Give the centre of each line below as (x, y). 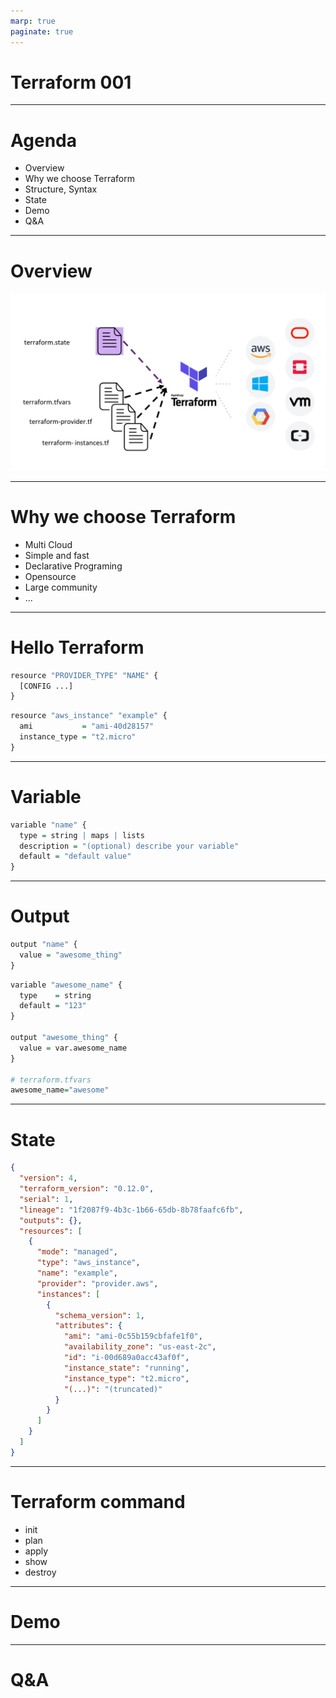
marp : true (33, 21)
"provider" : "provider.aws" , (97, 1283)
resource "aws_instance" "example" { (89, 716)
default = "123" (53, 1006)
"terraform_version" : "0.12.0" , (87, 1189)
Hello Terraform (77, 647)
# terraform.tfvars (51, 1080)
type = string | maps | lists (82, 835)
